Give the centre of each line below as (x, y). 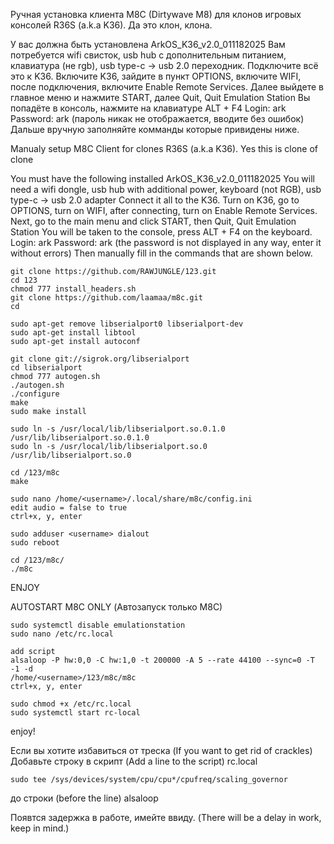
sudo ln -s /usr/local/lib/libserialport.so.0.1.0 (118, 429)
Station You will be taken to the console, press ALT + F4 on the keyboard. (161, 232)
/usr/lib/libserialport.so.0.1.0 (80, 438)
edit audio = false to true (69, 508)
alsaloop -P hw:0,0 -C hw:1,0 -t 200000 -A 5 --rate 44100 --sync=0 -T (162, 660)
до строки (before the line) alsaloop (84, 798)
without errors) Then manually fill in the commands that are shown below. (161, 253)
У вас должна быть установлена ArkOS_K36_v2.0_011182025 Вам (148, 44)
